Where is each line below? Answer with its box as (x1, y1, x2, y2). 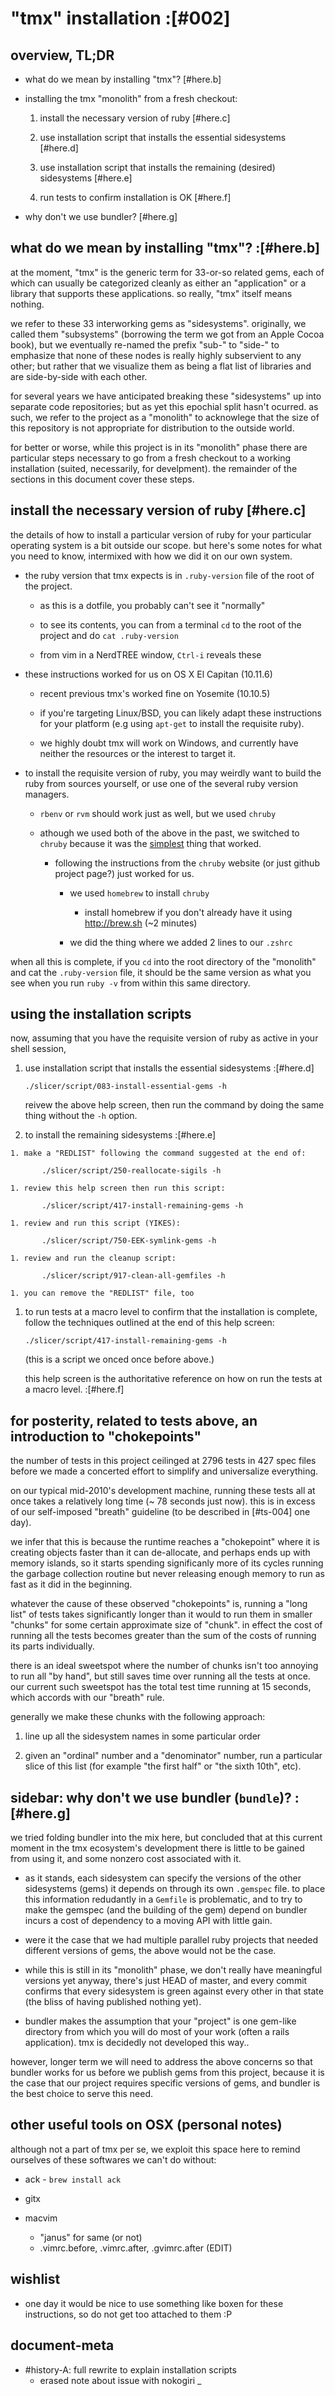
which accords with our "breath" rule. (10, 1692, 165, 1704)
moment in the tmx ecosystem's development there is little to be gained (10, 1842, 305, 1854)
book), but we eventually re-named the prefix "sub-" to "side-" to (10, 338, 280, 351)
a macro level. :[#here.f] (24, 1383, 125, 1396)
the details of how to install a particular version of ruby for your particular (10, 528, 312, 541)
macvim (24, 2212, 58, 2224)
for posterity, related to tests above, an (10, 1412, 258, 1429)
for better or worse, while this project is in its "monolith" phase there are (10, 441, 308, 453)
